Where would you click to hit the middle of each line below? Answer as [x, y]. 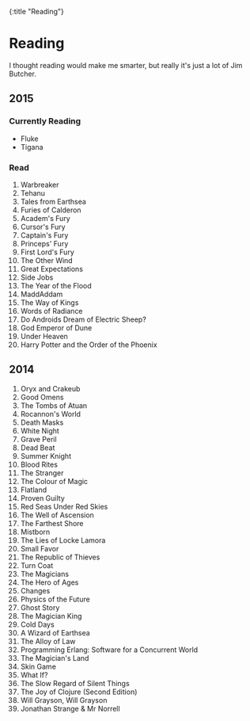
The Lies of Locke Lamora [63, 540]
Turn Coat [37, 565]
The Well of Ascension [57, 515]
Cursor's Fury [43, 227]
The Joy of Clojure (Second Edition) [79, 692]
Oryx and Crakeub [50, 388]
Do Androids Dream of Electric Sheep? [83, 319]
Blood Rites [39, 464]
